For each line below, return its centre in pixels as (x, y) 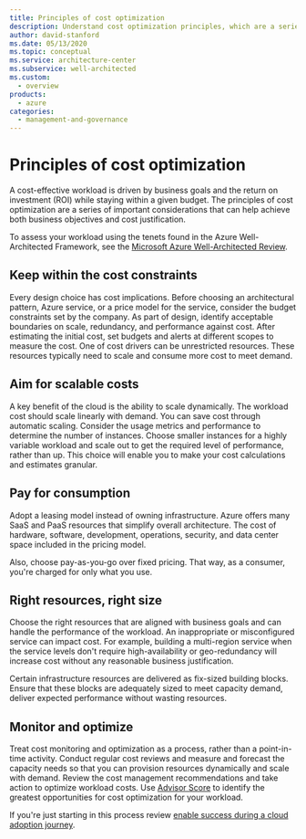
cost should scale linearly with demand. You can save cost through (135, 415)
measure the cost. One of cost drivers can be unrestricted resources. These (152, 346)
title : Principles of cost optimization (87, 18)
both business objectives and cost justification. (98, 219)
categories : (32, 111)
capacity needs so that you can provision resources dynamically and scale (149, 769)
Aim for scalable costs (74, 384)
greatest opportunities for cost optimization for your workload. (127, 797)
